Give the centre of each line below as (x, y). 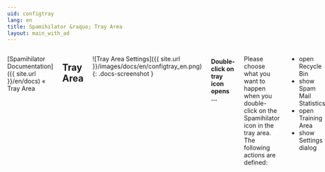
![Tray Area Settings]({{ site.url (136, 59)
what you (257, 74)
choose (255, 66)
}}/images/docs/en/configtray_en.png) (148, 66)
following (257, 148)
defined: (256, 163)
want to (255, 81)
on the (268, 111)
